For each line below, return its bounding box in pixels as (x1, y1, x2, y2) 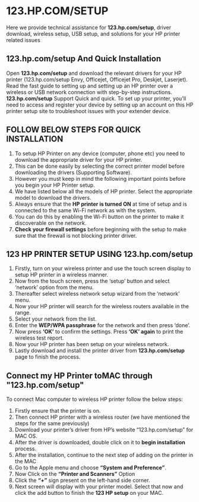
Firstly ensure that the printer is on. (14, 407, 101, 415)
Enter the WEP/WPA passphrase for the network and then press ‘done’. (14, 322, 191, 329)
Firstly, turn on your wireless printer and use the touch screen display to (14, 265, 191, 272)
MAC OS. (14, 432, 37, 440)
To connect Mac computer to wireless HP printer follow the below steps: (6, 396, 183, 403)
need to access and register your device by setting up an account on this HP (6, 101, 194, 108)
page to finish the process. (14, 353, 81, 360)
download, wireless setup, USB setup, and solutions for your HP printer (6, 30, 181, 37)
